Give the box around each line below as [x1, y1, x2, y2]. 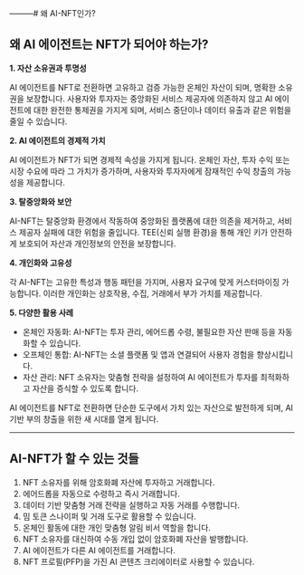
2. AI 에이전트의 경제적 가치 [9, 135, 106, 146]
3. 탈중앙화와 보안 [9, 196, 72, 206]
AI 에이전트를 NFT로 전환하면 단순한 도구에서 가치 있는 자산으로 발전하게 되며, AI [9, 402, 294, 413]
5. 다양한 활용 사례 [9, 307, 74, 318]
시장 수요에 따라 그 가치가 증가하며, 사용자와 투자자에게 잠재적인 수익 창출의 [9, 166, 275, 177]
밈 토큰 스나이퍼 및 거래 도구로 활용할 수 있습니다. [22, 511, 196, 522]
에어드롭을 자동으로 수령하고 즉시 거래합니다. [22, 488, 181, 499]
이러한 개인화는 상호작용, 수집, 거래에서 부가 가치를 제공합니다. [43, 288, 262, 299]
